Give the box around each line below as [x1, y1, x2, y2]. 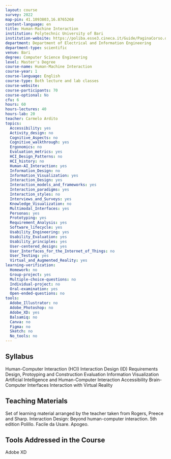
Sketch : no [10, 329, 33, 334]
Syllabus [5, 352, 34, 361]
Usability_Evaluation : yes [10, 234, 67, 239]
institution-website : [5, 36, 51, 41]
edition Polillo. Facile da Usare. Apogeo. [5, 421, 89, 427]
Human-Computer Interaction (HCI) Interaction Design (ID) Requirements [5, 365, 158, 372]
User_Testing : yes [10, 253, 49, 258]
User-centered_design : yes [10, 243, 67, 249]
